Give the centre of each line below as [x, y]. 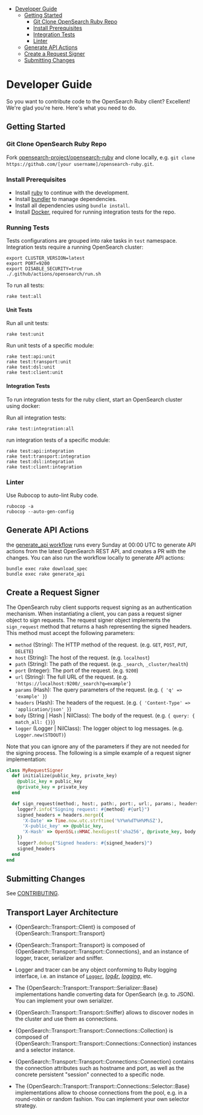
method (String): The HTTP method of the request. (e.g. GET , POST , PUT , [101, 645]
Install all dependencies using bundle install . [72, 205]
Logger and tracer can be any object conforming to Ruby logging [96, 970]
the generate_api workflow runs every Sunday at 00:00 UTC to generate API [101, 545]
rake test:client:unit [35, 373]
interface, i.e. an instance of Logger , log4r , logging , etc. [84, 976]
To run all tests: [25, 285]
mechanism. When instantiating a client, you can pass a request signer [94, 613]
